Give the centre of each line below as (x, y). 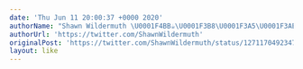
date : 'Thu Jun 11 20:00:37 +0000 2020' (87, 17)
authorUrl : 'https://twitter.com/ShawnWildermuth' (106, 34)
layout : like (34, 51)
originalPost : (36, 43)
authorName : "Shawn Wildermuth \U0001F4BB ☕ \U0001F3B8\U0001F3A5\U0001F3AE (153, 26)
